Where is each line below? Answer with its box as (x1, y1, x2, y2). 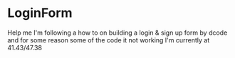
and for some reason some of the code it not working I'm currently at (7, 35, 210, 44)
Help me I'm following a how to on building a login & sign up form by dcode (7, 28, 228, 37)
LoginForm (7, 5, 73, 21)
